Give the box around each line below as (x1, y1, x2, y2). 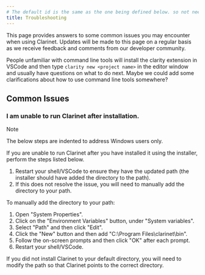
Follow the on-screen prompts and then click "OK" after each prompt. (15, 237, 190, 244)
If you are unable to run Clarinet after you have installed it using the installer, (6, 149, 198, 156)
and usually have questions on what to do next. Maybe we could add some (6, 69, 195, 76)
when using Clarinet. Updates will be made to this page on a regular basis (6, 38, 192, 45)
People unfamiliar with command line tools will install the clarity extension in (6, 56, 197, 64)
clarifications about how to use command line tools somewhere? (6, 76, 168, 83)
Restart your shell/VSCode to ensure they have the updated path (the (15, 167, 189, 175)
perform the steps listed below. (6, 156, 84, 163)
